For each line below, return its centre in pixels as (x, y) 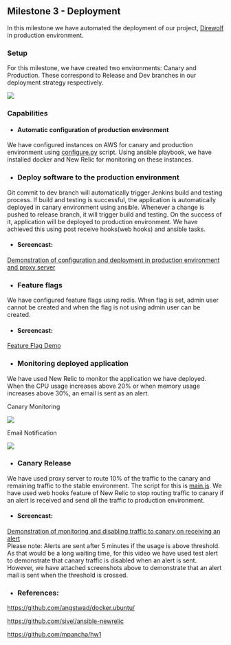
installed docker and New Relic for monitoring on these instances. (100, 160)
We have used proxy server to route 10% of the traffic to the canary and (109, 478)
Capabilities (27, 113)
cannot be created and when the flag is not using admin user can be (104, 307)
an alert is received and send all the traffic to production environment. (106, 500)
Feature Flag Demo (34, 346)
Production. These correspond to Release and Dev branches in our (102, 76)
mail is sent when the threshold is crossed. (68, 575)
